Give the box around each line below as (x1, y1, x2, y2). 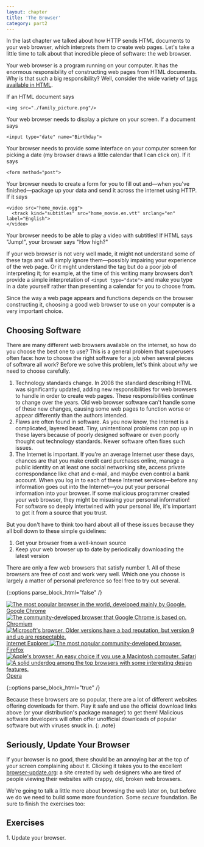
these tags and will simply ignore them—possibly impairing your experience (6, 257, 197, 264)
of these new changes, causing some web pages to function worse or (15, 405, 191, 413)
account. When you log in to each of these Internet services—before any (15, 477, 198, 484)
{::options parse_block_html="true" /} (6, 684, 100, 691)
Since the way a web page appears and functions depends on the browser (6, 295, 194, 302)
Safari (181, 653, 197, 660)
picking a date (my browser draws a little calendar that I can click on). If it (6, 151, 191, 159)
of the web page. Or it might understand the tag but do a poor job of (6, 263, 178, 271)
